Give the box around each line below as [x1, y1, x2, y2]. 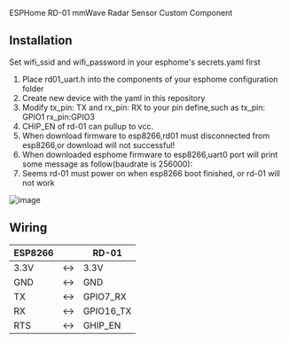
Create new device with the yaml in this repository [21, 92, 206, 103]
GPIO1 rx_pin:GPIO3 [21, 111, 96, 122]
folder [21, 83, 44, 94]
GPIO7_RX [82, 290, 127, 302]
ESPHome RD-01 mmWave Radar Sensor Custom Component [9, 8, 233, 18]
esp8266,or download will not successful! [21, 139, 176, 150]
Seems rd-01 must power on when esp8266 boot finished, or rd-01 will [21, 168, 281, 178]
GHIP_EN [82, 319, 121, 331]
